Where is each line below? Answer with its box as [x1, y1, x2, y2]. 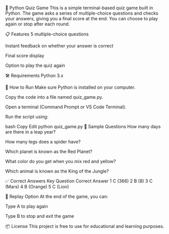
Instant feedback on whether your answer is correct [5, 43, 114, 49]
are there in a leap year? [5, 129, 56, 135]
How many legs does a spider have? [5, 139, 81, 144]
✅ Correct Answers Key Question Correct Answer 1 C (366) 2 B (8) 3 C [5, 178, 153, 184]
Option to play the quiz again [5, 62, 65, 68]
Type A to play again [5, 203, 48, 209]
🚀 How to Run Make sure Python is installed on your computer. [5, 84, 136, 90]
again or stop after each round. [5, 21, 70, 27]
